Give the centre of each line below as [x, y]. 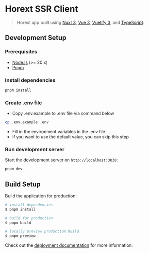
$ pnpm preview [20, 236]
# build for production [29, 218]
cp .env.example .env [27, 122]
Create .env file [24, 102]
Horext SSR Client [42, 9]
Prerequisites [21, 52]
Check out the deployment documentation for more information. [69, 245]
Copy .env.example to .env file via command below [63, 114]
